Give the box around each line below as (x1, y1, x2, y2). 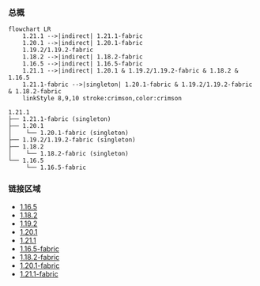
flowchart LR (8, 25, 51, 33)
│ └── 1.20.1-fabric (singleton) (8, 129, 129, 137)
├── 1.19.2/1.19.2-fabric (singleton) (8, 136, 136, 144)
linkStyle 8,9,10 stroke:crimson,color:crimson (22, 95, 182, 103)
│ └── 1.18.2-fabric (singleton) (8, 150, 129, 158)
